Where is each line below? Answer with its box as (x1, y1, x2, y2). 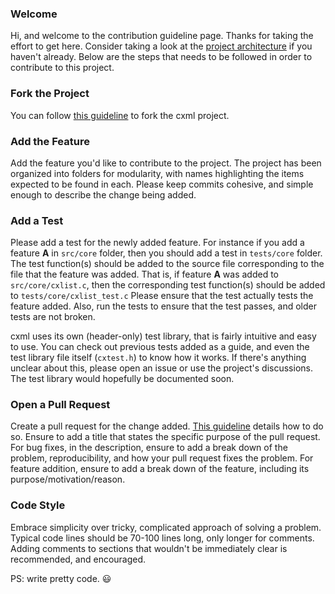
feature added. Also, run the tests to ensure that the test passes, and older (10, 300, 317, 312)
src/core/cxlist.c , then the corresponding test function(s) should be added (10, 279, 326, 291)
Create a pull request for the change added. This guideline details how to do (10, 420, 324, 432)
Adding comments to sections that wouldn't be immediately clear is (10, 542, 288, 554)
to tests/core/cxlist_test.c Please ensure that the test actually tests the (10, 290, 314, 302)
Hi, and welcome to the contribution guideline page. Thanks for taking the (10, 30, 314, 42)
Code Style (10, 498, 66, 512)
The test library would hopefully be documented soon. (10, 373, 235, 385)
